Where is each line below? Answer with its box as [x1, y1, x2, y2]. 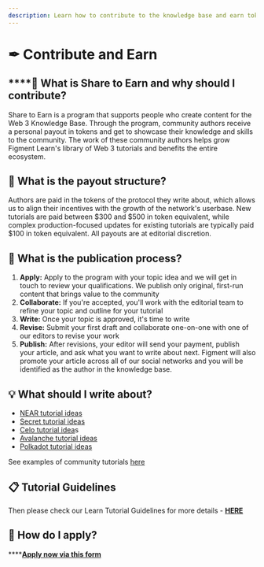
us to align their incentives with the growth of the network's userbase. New [8, 204, 251, 213]
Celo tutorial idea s [19, 425, 79, 435]
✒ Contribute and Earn [8, 45, 158, 63]
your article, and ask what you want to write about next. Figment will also [19, 348, 256, 358]
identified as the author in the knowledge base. [19, 365, 173, 374]
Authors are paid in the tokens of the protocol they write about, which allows [8, 195, 255, 205]
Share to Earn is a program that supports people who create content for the [8, 109, 252, 119]
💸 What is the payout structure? [8, 175, 167, 188]
